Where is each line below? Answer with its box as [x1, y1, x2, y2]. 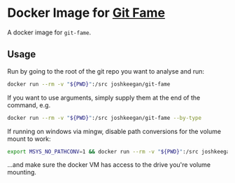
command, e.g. [7, 100, 51, 109]
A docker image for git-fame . [7, 28, 92, 36]
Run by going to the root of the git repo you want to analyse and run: [7, 67, 205, 75]
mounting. [7, 168, 37, 177]
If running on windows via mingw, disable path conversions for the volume [7, 127, 222, 135]
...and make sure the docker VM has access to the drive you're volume [7, 161, 211, 169]
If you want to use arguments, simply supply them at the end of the [7, 93, 201, 102]
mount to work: [7, 135, 51, 143]
